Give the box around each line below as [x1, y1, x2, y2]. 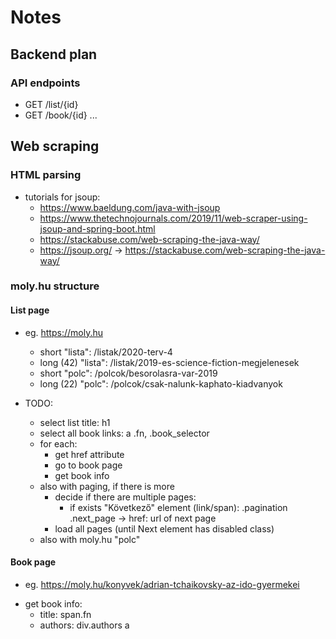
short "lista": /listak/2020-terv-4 [39, 346, 173, 358]
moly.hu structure [10, 279, 100, 293]
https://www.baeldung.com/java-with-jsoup [39, 201, 221, 213]
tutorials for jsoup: [24, 191, 101, 203]
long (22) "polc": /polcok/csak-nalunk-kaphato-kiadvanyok [39, 377, 283, 390]
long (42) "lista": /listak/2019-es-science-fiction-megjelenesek [39, 356, 300, 368]
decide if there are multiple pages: [54, 491, 197, 503]
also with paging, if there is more [39, 480, 175, 492]
